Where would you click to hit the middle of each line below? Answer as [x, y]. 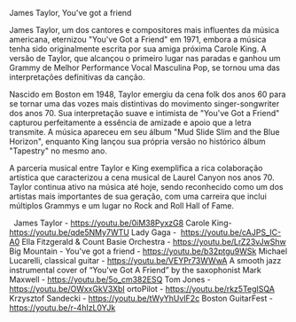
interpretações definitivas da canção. [77, 77]
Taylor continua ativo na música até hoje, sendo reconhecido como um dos [146, 187]
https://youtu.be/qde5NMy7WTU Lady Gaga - [93, 232]
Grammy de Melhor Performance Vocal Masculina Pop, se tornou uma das [145, 67]
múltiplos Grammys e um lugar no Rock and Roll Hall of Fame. [122, 206]
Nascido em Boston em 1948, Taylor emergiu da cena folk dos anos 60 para [148, 94]
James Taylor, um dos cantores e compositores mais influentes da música [144, 30]
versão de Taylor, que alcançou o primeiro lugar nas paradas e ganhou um [145, 58]
